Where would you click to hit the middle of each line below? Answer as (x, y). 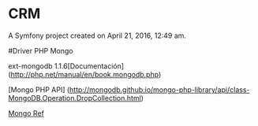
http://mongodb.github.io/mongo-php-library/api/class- (160, 89)
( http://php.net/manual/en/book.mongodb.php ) (85, 74)
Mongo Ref (26, 113)
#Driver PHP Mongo (41, 50)
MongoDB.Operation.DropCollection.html (75, 98)
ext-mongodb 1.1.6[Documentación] (66, 66)
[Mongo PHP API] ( (39, 89)
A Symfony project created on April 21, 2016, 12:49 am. (97, 35)
